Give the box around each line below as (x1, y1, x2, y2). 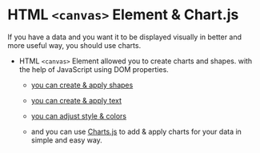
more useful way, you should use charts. (7, 40, 142, 50)
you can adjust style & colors (30, 111, 127, 121)
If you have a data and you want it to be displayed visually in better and (7, 32, 242, 42)
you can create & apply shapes (30, 80, 134, 90)
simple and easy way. (30, 135, 103, 145)
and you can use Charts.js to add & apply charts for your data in (30, 127, 242, 136)
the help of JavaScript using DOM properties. (18, 64, 169, 74)
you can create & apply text (30, 95, 122, 105)
